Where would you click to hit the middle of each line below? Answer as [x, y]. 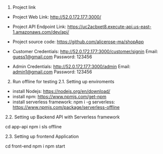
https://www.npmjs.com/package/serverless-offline [66, 107]
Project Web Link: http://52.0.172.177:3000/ [57, 17]
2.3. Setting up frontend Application [42, 136]
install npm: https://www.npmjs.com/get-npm [59, 97]
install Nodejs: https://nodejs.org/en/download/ [61, 91]
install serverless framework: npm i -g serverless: [64, 102]
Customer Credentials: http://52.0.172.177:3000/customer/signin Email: [85, 51]
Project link [24, 7]
